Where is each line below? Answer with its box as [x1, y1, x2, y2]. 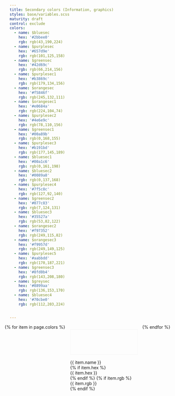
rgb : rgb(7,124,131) [18, 205, 61, 210]
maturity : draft [9, 16, 43, 21]
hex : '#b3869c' [18, 76, 50, 81]
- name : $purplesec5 [14, 251, 56, 256]
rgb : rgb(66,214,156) [18, 67, 63, 72]
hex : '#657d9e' [18, 49, 50, 53]
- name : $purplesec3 [14, 141, 56, 146]
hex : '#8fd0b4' [18, 269, 50, 275]
